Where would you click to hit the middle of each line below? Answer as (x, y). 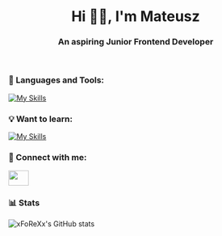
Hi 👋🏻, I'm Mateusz (136, 17)
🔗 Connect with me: (48, 157)
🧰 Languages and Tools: (57, 80)
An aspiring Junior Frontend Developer (136, 42)
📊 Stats (24, 203)
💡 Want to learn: (40, 119)
